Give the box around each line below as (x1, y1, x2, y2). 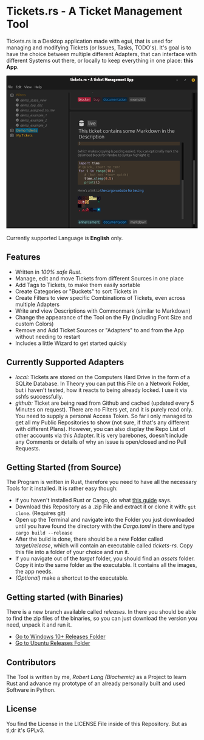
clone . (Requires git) (15, 510, 66, 517)
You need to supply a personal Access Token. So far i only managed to (15, 412, 192, 419)
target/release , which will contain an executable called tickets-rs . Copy (15, 542, 193, 549)
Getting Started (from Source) (6, 462, 121, 472)
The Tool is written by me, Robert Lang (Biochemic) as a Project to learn (6, 673, 187, 680)
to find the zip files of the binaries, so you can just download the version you (6, 614, 198, 622)
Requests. (15, 444, 41, 452)
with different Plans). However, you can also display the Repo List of (15, 425, 186, 432)
